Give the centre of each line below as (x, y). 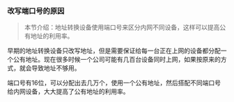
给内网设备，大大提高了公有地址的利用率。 (68, 92)
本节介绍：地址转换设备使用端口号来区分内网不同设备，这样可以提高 (122, 27)
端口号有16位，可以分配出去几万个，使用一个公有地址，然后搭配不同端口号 (114, 83)
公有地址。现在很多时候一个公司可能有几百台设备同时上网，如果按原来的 (117, 60)
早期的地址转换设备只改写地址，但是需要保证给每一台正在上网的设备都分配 (114, 51)
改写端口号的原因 (36, 10)
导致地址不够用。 (56, 68)
